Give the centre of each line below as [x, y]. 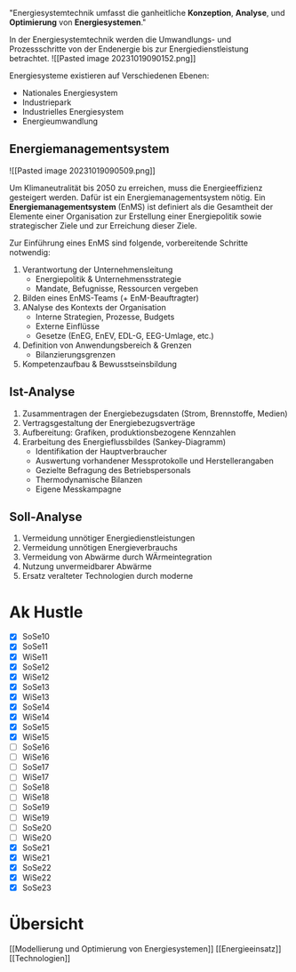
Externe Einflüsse [68, 326]
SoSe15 [36, 727]
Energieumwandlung [60, 121]
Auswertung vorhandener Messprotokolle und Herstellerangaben [154, 461]
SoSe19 [36, 807]
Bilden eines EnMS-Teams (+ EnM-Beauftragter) [111, 298]
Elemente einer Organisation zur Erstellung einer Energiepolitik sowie [136, 216]
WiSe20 [36, 837]
